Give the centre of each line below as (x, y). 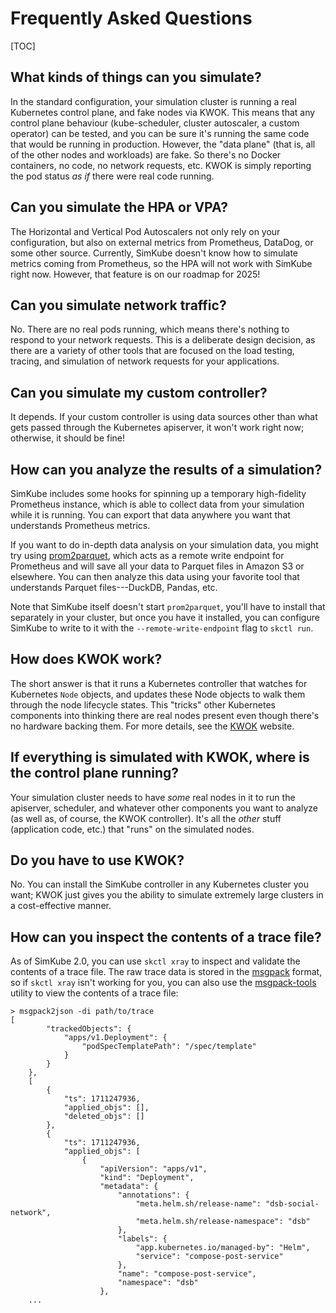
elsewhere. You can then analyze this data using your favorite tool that (155, 576)
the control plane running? (95, 773)
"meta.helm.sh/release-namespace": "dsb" (223, 1222)
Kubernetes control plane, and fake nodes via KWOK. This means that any (163, 112)
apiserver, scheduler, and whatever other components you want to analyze (164, 808)
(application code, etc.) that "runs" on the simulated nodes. (132, 829)
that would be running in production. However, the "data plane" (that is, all (163, 144)
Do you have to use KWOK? (97, 860)
